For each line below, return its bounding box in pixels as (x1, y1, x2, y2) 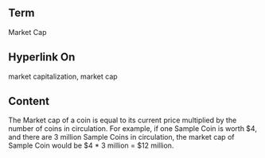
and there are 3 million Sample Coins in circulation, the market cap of (8, 133, 235, 142)
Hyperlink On (8, 51, 76, 64)
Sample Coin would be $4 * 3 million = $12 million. (8, 141, 174, 150)
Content (8, 94, 50, 108)
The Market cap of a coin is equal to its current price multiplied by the (8, 115, 237, 125)
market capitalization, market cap (8, 71, 118, 81)
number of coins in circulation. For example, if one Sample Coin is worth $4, (8, 124, 257, 133)
